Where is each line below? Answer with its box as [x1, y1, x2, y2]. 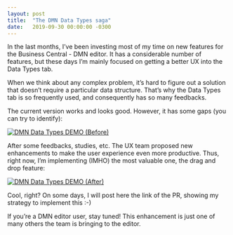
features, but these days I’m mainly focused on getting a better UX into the [7, 58, 223, 66]
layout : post [7, 10, 46, 18]
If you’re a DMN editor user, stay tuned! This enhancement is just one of [7, 212, 215, 221]
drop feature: [7, 164, 46, 173]
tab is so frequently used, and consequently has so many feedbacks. [7, 93, 207, 102]
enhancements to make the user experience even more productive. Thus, [7, 149, 220, 158]
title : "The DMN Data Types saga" [7, 17, 112, 24]
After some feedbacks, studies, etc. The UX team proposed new [7, 142, 193, 150]
